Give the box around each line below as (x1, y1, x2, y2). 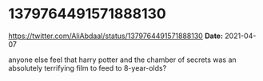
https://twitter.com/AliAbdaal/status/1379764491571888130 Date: (8, 31, 224, 40)
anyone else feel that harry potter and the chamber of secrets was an (8, 55, 237, 64)
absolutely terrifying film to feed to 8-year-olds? (8, 63, 167, 72)
